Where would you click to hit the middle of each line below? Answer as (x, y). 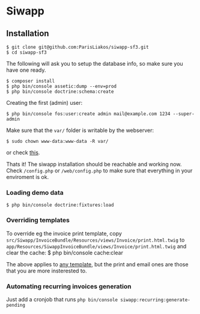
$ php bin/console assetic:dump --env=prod (62, 86)
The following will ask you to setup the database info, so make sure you (95, 64)
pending (16, 305)
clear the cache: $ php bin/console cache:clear (65, 253)
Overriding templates (38, 220)
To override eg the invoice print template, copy (64, 233)
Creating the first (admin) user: (44, 103)
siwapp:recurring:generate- (155, 300)
